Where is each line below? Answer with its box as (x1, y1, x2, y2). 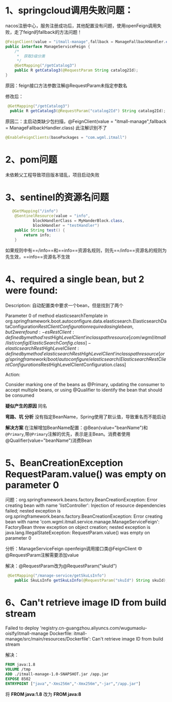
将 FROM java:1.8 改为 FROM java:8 (5, 691, 81, 697)
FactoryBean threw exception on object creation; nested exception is (5, 524, 151, 530)
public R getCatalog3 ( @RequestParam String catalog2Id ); (14, 68, 139, 73)
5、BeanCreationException (5, 457, 123, 469)
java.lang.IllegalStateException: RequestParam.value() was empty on (5, 529, 150, 536)
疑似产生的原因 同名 (5, 402, 47, 409)
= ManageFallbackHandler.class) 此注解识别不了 (5, 124, 107, 131)
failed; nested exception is (5, 508, 61, 514)
